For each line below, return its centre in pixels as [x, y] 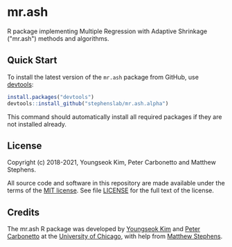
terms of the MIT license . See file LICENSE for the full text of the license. [111, 190]
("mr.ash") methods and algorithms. [58, 38]
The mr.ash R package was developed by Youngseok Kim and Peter [104, 229]
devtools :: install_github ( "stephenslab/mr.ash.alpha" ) [88, 103]
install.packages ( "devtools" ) [51, 97]
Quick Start [32, 61]
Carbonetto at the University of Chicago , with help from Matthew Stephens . [115, 237]
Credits [24, 212]
